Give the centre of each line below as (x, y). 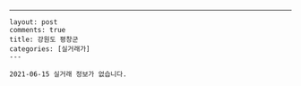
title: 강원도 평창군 (44, 39)
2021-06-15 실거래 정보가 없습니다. (68, 74)
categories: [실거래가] (50, 49)
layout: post (34, 22)
